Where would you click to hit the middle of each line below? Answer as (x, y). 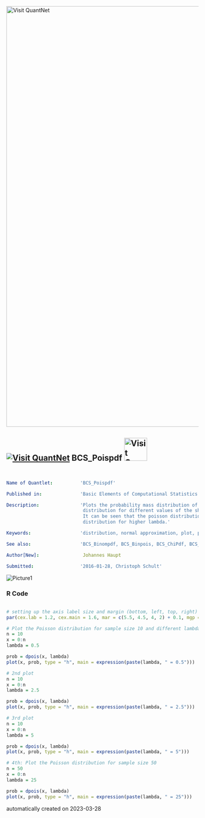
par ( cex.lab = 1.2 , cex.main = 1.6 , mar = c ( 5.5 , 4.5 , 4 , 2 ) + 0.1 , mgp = (103, 617)
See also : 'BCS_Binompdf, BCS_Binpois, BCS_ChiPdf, (97, 544)
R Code (17, 593)
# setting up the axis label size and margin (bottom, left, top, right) (102, 612)
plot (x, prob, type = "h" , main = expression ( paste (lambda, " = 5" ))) (98, 752)
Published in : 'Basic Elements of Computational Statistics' (103, 494)
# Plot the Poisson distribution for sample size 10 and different (94, 628)
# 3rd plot (20, 718)
